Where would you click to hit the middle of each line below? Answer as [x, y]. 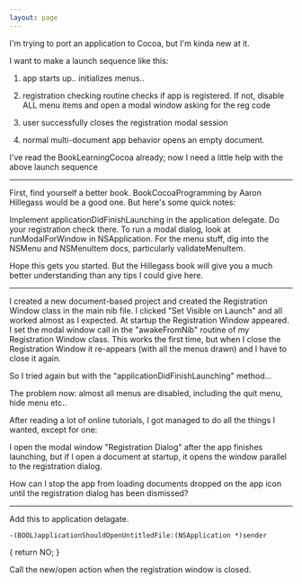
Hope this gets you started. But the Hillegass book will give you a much [141, 265]
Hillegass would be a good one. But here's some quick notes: [123, 202]
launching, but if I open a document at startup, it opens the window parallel [148, 456]
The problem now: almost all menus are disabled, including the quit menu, [146, 393]
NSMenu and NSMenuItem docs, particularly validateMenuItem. [127, 248]
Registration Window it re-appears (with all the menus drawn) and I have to [148, 349]
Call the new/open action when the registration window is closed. [130, 569]
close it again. [35, 358]
